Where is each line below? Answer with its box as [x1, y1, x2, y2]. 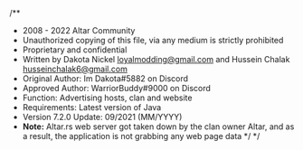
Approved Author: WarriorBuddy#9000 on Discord [22, 83, 211, 93]
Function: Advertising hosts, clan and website [22, 92, 193, 103]
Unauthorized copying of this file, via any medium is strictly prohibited [22, 35, 284, 45]
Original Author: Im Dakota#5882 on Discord [22, 73, 188, 84]
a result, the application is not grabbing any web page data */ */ [22, 131, 260, 141]
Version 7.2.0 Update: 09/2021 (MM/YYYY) [22, 112, 183, 122]
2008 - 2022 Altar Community [22, 25, 136, 35]
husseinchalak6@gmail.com [22, 63, 128, 74]
